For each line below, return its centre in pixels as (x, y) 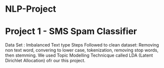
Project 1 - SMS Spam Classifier (71, 32)
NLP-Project (31, 9)
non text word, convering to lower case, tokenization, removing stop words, (82, 50)
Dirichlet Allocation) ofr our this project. (45, 61)
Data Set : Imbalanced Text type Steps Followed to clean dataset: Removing (82, 45)
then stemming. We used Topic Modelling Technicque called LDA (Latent (79, 55)
